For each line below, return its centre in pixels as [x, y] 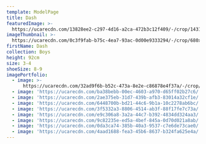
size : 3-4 [19, 63]
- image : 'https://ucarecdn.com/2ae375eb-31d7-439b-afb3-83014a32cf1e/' [107, 97]
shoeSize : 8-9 [25, 69]
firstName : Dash [27, 47]
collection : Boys [29, 52]
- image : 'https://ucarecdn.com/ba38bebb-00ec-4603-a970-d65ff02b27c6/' [107, 92]
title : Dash [21, 18]
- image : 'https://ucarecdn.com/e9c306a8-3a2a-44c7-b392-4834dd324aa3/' [107, 115]
